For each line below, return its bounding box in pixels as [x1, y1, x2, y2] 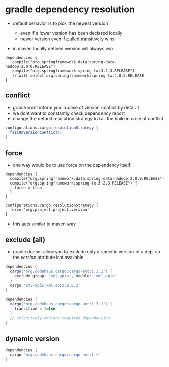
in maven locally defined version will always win [12, 45, 113, 51]
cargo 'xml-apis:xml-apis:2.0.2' [10, 283, 81, 288]
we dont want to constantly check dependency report [12, 110, 125, 116]
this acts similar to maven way [12, 221, 76, 227]
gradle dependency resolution [5, 4, 136, 15]
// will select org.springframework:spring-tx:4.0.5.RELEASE [12, 72, 144, 78]
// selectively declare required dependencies [10, 315, 110, 320]
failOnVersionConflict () [10, 130, 62, 135]
